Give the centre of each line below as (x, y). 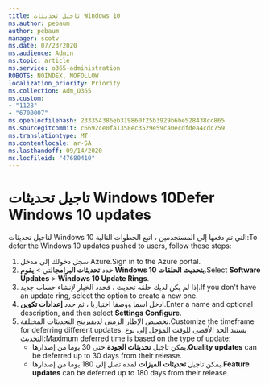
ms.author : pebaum (39, 23)
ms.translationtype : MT (48, 135)
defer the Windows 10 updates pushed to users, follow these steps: (120, 246)
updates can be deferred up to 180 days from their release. (130, 373)
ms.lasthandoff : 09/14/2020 (56, 151)
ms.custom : (27, 98)
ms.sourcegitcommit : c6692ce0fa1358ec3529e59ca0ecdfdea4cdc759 (117, 128)
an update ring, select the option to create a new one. (109, 296)
